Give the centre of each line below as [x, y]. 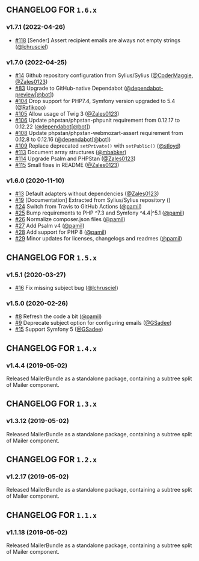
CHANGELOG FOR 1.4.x [52, 348]
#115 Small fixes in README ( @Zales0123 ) [67, 165]
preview [25, 94]
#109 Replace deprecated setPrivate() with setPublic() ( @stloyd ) [98, 146]
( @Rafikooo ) [30, 107]
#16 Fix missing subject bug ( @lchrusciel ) [66, 287]
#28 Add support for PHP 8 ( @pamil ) [61, 232]
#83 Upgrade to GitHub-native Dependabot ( [70, 88]
